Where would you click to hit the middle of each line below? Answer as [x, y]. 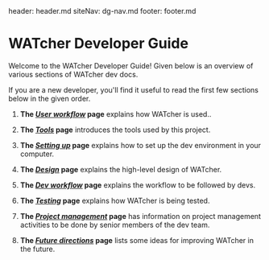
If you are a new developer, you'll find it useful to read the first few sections [134, 89]
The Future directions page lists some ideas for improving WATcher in [137, 240]
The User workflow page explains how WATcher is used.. [116, 113]
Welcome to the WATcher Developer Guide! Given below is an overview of [131, 65]
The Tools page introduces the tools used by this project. [115, 130]
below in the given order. [50, 98]
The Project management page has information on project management [141, 216]
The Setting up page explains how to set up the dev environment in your [141, 145]
